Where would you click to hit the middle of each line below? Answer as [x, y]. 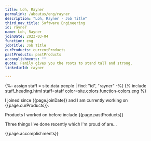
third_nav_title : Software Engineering [45, 23]
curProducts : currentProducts [35, 50]
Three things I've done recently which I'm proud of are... [61, 124]
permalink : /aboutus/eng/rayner [37, 14]
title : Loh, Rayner [25, 9]
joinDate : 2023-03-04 [27, 37]
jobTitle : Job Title [26, 45]
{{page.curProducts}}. [27, 105]
